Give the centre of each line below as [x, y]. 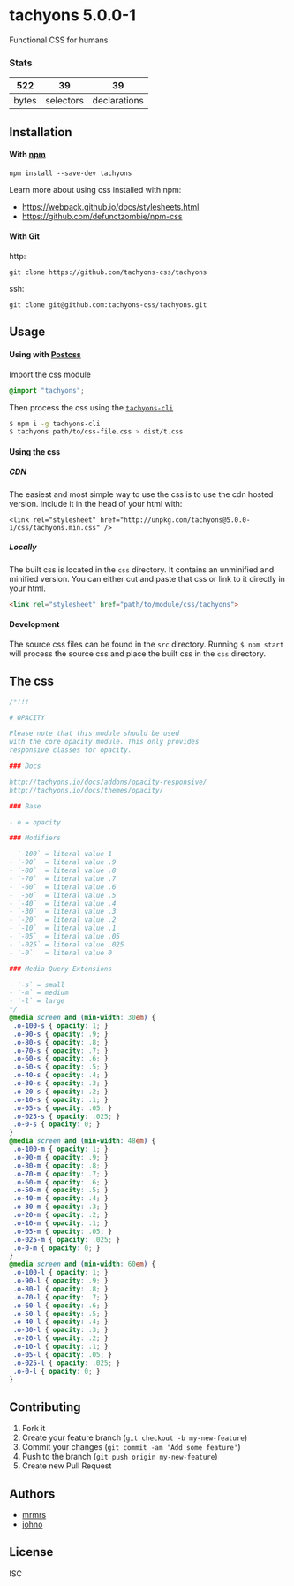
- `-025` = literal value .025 [67, 944]
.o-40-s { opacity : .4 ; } [60, 1076]
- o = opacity [35, 822]
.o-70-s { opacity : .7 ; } [60, 1050]
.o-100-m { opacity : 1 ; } [60, 1149]
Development [34, 624]
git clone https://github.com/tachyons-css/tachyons [108, 272]
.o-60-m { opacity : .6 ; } [60, 1182]
